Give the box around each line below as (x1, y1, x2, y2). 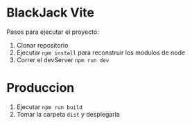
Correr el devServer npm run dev (16, 55, 110, 64)
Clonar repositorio (16, 41, 69, 49)
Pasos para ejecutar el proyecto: (6, 28, 100, 36)
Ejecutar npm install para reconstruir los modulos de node (16, 48, 185, 57)
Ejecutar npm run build (16, 102, 82, 111)
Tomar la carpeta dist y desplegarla (16, 110, 121, 118)
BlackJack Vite (6, 5, 95, 21)
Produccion (6, 80, 75, 96)
